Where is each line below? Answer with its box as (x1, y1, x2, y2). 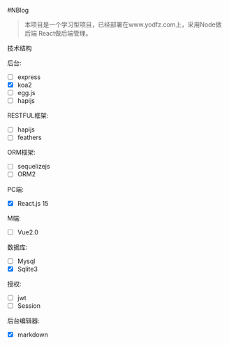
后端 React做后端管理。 (24, 29, 92, 37)
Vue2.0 (17, 227, 38, 237)
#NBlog (7, 6, 29, 14)
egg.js (17, 89, 36, 97)
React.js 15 (17, 199, 49, 207)
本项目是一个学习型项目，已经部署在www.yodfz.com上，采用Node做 (24, 20, 222, 29)
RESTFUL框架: (7, 111, 49, 120)
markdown (17, 330, 49, 339)
